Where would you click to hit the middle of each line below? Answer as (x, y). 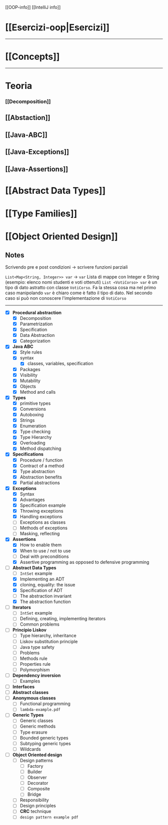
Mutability (30, 381)
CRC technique (35, 811)
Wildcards (30, 749)
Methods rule (33, 658)
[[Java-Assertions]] (37, 169)
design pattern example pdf (49, 817)
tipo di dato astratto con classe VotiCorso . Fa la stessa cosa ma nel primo (81, 287)
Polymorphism (35, 669)
